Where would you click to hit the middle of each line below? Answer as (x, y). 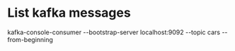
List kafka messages (69, 13)
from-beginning (30, 39)
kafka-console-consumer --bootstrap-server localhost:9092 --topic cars (114, 32)
